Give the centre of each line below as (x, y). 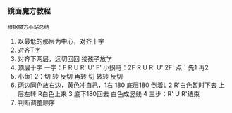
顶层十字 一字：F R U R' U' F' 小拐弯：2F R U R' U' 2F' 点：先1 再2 (113, 67)
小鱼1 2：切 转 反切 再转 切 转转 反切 (70, 77)
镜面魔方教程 (29, 11)
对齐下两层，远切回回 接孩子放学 (65, 59)
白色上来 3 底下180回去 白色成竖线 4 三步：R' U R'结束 (121, 94)
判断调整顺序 (36, 102)
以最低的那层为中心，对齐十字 (61, 41)
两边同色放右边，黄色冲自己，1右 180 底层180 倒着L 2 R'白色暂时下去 (117, 85)
